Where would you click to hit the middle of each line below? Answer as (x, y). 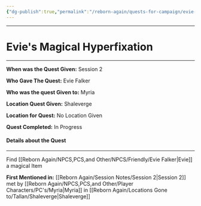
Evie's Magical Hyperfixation (80, 47)
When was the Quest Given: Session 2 (54, 69)
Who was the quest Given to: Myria (51, 92)
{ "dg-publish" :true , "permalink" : (48, 12)
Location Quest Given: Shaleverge (49, 104)
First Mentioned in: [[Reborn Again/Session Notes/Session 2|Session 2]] (96, 177)
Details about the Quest (36, 140)
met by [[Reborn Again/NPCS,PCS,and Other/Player (70, 183)
